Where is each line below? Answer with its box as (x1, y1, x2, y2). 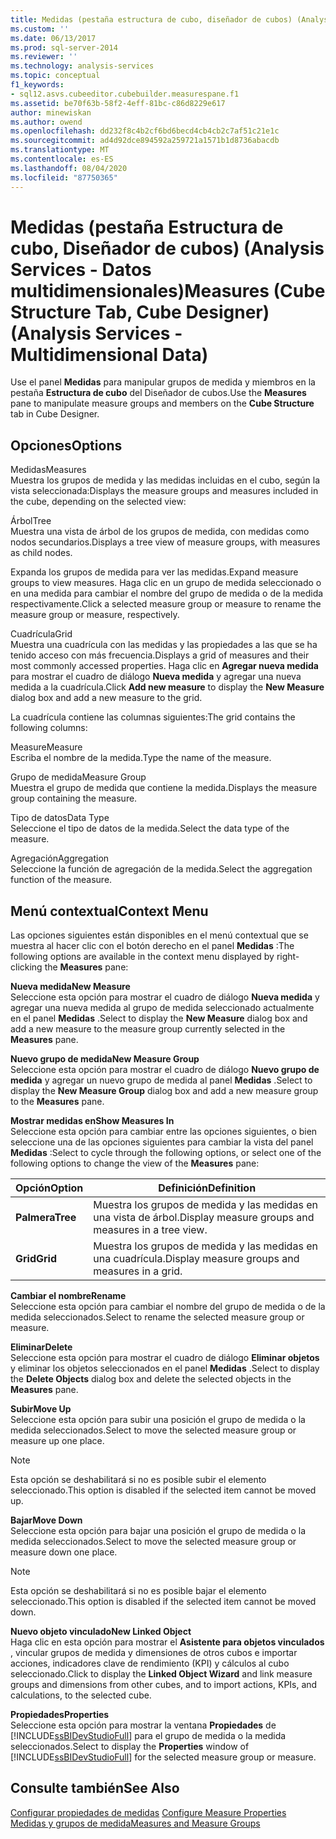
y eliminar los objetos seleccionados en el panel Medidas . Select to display (10, 1362, 320, 1375)
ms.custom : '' (10, 24, 70, 34)
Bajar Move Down (10, 1514, 83, 1526)
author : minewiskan (10, 107, 92, 118)
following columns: (10, 722, 88, 734)
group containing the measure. (10, 792, 138, 805)
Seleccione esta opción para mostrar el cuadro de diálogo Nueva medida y (10, 991, 320, 1003)
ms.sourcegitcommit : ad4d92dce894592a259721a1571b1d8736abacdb (10, 136, 280, 146)
